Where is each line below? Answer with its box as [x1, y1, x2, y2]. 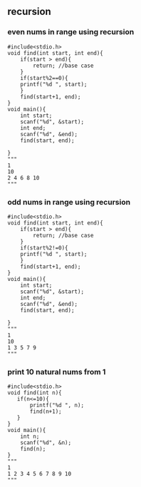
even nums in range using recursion [7, 27, 135, 37]
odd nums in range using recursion [7, 197, 130, 207]
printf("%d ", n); [29, 402, 84, 409]
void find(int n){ [7, 389, 62, 396]
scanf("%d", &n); [20, 439, 72, 446]
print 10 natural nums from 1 [7, 366, 106, 376]
